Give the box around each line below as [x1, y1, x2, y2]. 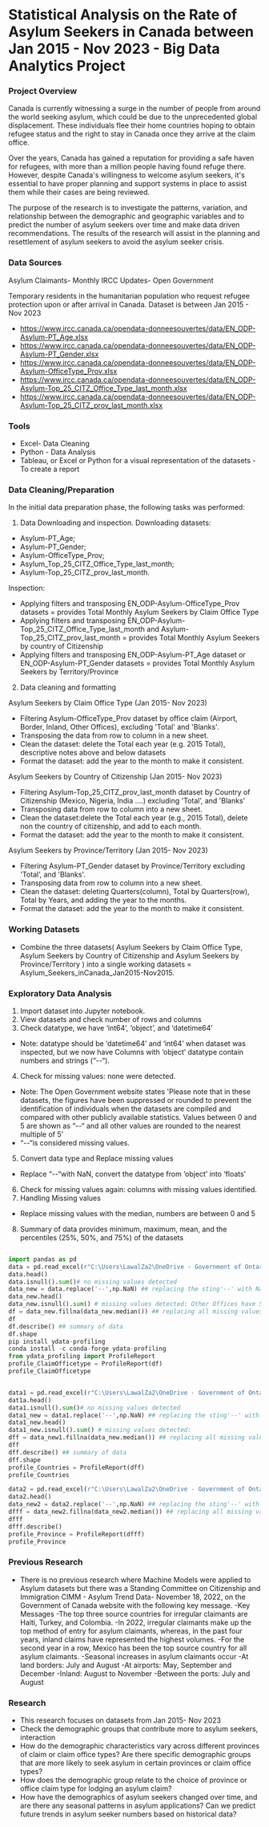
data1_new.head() [8, 1418, 66, 1426]
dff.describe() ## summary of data [8, 1448, 127, 1456]
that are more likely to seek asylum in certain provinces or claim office [19, 1758, 251, 1768]
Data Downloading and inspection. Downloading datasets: [19, 518, 211, 527]
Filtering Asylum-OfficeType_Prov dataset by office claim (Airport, [19, 714, 238, 723]
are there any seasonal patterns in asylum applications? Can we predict [19, 1801, 256, 1811]
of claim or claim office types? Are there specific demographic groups [19, 1750, 251, 1760]
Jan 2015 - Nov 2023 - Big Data [8, 40, 220, 58]
